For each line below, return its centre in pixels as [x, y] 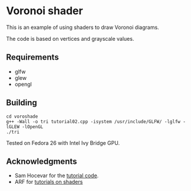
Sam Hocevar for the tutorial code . [57, 176]
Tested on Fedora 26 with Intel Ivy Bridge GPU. [63, 143]
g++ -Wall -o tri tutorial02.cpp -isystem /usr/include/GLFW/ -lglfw [93, 122]
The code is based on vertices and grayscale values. [70, 38]
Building [22, 103]
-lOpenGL [32, 127]
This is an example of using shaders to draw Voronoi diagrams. [83, 27]
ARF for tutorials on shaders [49, 182]
